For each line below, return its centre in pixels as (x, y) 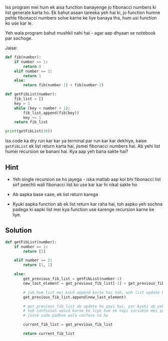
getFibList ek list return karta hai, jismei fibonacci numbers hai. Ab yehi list (83, 146)
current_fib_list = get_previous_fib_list (68, 325)
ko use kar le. (19, 23)
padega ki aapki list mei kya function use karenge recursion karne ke (83, 209)
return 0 (32, 66)
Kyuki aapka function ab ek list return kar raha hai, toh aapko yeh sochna (87, 204)
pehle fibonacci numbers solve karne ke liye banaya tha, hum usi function (81, 18)
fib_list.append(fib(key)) (51, 113)
